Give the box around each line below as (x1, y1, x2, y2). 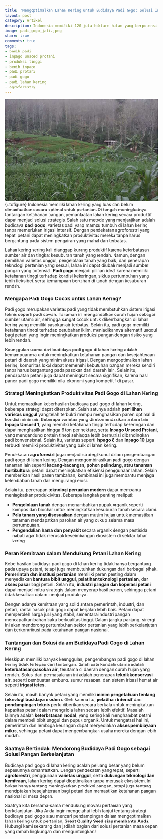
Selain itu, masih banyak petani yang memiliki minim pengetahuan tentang (5, 692, 155, 698)
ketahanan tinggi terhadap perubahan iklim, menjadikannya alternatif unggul (5, 327, 158, 333)
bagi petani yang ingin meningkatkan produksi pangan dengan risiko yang (5, 332, 153, 338)
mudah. (5, 733, 20, 739)
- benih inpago (5, 64, 36, 69)
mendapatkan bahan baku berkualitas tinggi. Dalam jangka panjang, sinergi (5, 616, 156, 622)
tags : (5, 44, 16, 49)
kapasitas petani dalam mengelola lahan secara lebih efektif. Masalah (5, 707, 144, 713)
